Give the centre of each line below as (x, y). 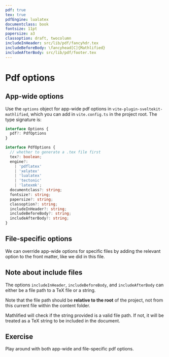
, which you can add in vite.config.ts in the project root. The (92, 114)
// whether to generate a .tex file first (55, 152)
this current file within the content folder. (48, 305)
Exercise (19, 337)
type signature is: (23, 120)
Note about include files (44, 273)
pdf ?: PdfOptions (28, 133)
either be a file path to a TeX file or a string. (50, 290)
